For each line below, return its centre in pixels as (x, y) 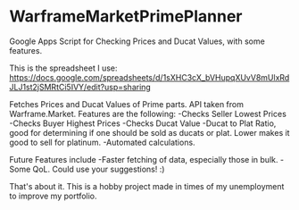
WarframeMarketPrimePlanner (126, 17)
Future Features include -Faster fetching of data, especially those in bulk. (144, 159)
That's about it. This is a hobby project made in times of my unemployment (147, 186)
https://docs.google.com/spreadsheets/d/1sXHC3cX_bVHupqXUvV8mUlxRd (149, 77)
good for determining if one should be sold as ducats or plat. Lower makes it (149, 132)
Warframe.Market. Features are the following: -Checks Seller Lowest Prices (148, 113)
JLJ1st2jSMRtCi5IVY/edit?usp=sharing (80, 87)
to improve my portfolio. (53, 196)
